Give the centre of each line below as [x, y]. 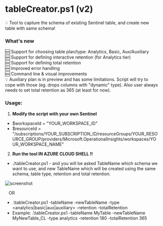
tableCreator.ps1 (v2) [49, 9]
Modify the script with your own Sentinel [54, 114]
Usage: [14, 103]
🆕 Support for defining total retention [43, 63]
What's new [20, 41]
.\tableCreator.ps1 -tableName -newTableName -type [66, 202]
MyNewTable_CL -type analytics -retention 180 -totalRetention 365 [80, 218]
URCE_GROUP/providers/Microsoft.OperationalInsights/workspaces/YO [84, 139]
